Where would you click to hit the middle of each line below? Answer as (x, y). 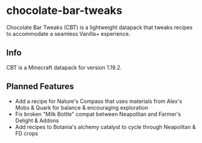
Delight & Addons (37, 120)
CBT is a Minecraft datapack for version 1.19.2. (64, 67)
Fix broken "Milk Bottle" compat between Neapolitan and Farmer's (98, 114)
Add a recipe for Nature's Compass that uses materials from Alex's (99, 101)
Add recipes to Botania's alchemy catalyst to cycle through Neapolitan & (105, 127)
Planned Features (40, 86)
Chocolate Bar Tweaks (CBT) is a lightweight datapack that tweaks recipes (99, 27)
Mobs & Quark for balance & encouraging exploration (82, 107)
